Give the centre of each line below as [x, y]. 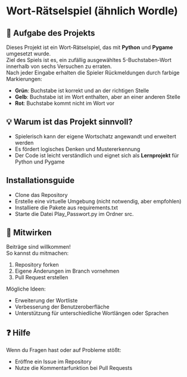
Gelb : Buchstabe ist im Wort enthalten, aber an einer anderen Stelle [97, 97]
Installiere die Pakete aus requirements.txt [66, 208]
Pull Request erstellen [41, 277]
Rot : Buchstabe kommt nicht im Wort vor [65, 103]
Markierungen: [24, 79]
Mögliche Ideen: [26, 289]
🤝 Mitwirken [29, 233]
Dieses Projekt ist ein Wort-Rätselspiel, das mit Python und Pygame [90, 47]
